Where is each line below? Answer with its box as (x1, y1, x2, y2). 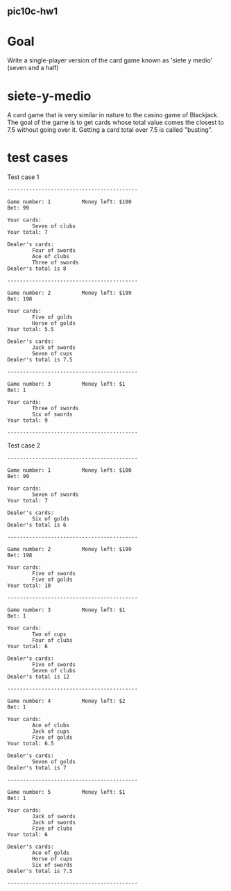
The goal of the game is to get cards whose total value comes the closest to (7, 118, 224, 127)
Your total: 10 (7, 582, 51, 589)
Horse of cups (32, 856, 73, 863)
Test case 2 (7, 441, 41, 450)
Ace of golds (32, 849, 70, 856)
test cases (7, 150, 69, 166)
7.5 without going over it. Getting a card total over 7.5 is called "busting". (7, 126, 213, 134)
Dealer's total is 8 (7, 265, 67, 273)
